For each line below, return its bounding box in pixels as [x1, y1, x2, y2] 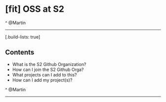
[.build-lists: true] [5, 34, 41, 40]
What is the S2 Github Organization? [12, 61, 86, 67]
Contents [5, 48, 35, 57]
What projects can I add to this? [12, 71, 77, 77]
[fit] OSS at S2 [5, 3, 64, 15]
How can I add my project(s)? [12, 77, 73, 83]
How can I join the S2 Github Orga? [12, 67, 84, 72]
